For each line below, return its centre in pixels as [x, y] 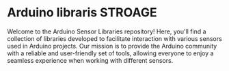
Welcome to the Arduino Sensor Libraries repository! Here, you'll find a [107, 31]
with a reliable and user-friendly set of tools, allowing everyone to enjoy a [110, 53]
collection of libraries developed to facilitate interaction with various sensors [114, 38]
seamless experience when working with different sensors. [90, 60]
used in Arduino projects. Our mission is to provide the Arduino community [112, 46]
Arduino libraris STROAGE [82, 13]
